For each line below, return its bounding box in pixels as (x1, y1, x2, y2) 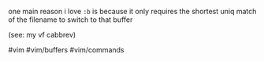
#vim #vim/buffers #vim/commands (8, 45, 125, 54)
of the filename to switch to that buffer (8, 15, 133, 24)
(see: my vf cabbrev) (8, 30, 76, 39)
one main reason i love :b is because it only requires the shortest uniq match (8, 7, 257, 16)
